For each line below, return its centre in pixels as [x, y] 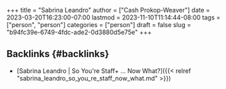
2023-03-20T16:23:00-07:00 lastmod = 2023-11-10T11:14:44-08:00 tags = [113, 17]
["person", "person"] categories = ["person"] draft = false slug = [99, 25]
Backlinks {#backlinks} [58, 54]
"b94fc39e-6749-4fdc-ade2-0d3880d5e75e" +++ [79, 32]
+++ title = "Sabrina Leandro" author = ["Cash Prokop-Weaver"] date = [108, 10]
